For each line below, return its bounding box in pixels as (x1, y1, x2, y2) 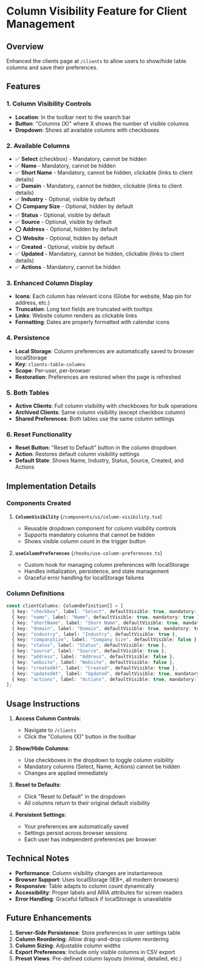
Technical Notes (6, 853, 70, 864)
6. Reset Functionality (6, 430, 72, 438)
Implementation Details (6, 481, 97, 491)
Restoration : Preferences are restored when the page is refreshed (15, 373, 181, 381)
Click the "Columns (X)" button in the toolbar (24, 733, 137, 740)
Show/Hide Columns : (15, 745, 70, 752)
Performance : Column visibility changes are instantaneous (15, 869, 163, 876)
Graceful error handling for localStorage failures (24, 574, 144, 581)
